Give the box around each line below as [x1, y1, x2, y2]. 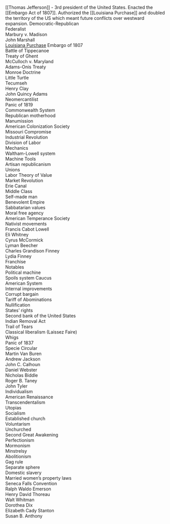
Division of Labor [5, 140, 41, 146]
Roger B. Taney [5, 378, 38, 383]
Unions [5, 167, 20, 173]
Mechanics [5, 145, 28, 151]
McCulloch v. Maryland [5, 59, 54, 64]
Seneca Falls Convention [5, 481, 57, 486]
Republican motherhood [5, 113, 56, 119]
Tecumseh [5, 80, 27, 86]
